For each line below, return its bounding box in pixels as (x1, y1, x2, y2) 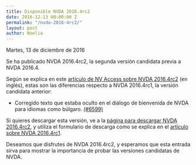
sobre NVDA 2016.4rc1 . (6, 130, 62, 137)
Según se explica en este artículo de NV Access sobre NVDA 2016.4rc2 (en (6, 76, 188, 83)
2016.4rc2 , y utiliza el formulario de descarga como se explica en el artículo (6, 123, 189, 130)
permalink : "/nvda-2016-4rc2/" (6, 19, 82, 25)
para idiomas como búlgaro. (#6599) (14, 106, 104, 113)
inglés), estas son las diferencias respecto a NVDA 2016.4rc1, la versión (6, 82, 178, 89)
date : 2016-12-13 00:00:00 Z (6, 14, 77, 20)
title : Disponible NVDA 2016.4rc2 (6, 8, 91, 15)
